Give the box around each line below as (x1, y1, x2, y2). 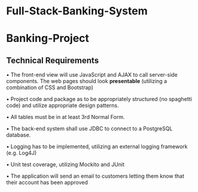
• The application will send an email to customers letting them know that (6, 172, 184, 180)
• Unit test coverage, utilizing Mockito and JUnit (6, 161, 124, 168)
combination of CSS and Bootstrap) (6, 84, 94, 91)
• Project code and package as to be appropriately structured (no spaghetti (6, 96, 193, 103)
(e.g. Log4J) (6, 150, 37, 157)
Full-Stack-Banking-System (6, 4, 148, 18)
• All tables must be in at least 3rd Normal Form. (6, 114, 125, 121)
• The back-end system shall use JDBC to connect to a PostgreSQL (6, 125, 173, 132)
